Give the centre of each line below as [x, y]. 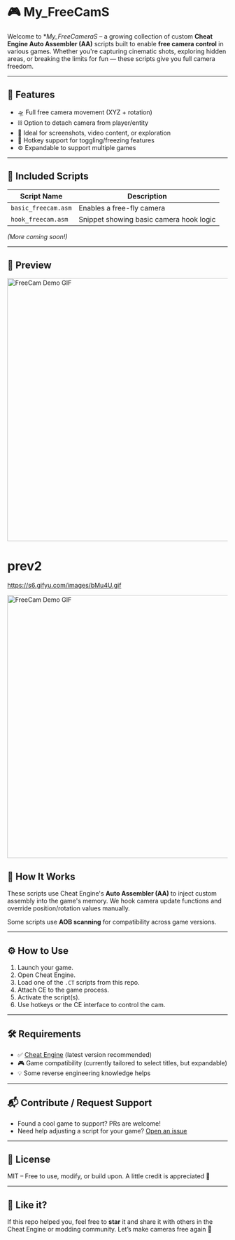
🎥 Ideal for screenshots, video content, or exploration [94, 133]
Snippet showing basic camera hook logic [147, 219]
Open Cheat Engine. [46, 975]
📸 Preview [29, 265]
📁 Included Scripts [48, 176]
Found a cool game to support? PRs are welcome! [89, 1123]
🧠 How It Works [41, 876]
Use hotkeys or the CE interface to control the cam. [91, 1004]
